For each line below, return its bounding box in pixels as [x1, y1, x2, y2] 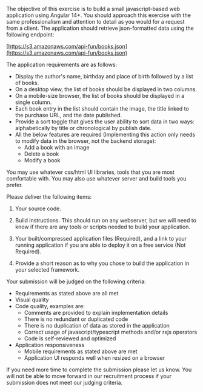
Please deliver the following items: [6, 193, 92, 200]
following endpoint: [6, 31, 55, 38]
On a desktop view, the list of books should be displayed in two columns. [15, 86, 197, 93]
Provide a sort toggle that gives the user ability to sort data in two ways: [15, 118, 195, 125]
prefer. [6, 182, 23, 188]
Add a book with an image [24, 144, 90, 151]
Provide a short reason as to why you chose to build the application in [15, 260, 190, 267]
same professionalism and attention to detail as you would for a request [6, 18, 185, 25]
